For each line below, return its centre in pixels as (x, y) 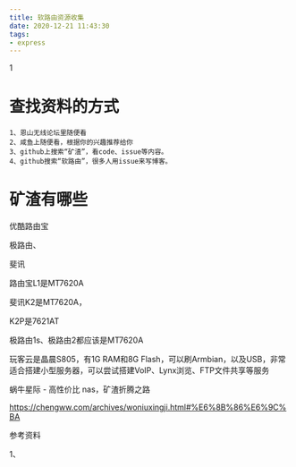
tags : (19, 34)
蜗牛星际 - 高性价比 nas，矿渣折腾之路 (80, 389)
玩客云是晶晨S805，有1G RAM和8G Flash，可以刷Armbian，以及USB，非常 (148, 360)
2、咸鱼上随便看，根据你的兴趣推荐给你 (72, 143)
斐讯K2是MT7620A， (48, 302)
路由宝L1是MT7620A (47, 284)
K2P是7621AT (34, 321)
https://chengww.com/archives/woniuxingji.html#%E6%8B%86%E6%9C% (148, 407)
